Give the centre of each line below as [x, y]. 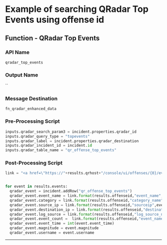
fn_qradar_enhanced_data [31, 109]
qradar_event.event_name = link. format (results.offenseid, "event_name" [85, 196]
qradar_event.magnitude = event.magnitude [54, 228]
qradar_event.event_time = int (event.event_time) [62, 224]
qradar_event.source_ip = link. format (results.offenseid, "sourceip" [82, 205]
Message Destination [32, 99]
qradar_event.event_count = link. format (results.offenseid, [74, 219]
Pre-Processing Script [33, 121]
